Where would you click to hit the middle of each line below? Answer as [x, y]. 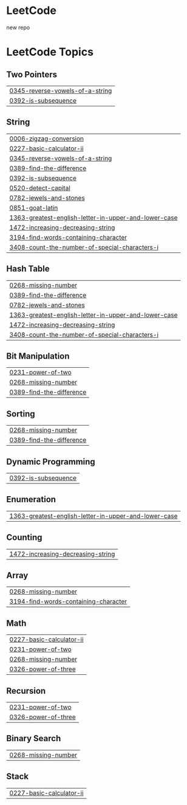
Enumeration [31, 499]
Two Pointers [32, 74]
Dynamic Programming [51, 462]
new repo [18, 27]
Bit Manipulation [38, 356]
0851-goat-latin [34, 207]
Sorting [21, 414]
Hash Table [28, 269]
